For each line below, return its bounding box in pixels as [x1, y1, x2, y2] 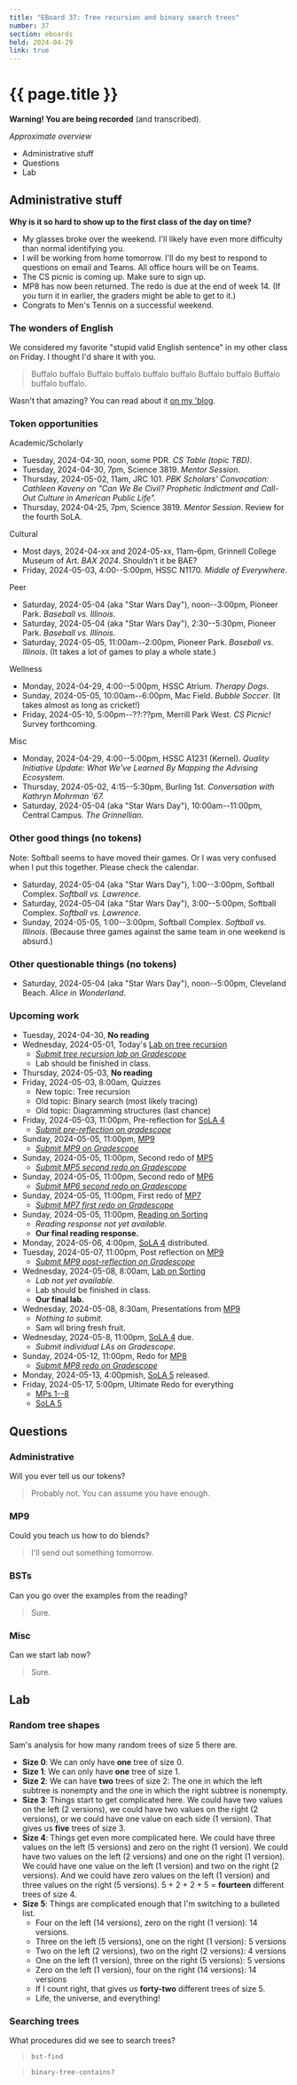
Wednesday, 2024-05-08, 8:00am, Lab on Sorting [21, 1266, 206, 1276]
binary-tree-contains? [30, 2067, 115, 2076]
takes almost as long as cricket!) [21, 699, 140, 711]
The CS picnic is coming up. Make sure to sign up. [21, 271, 207, 282]
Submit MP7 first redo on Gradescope [35, 1200, 175, 1210]
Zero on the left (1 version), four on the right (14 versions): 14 [35, 1964, 257, 1975]
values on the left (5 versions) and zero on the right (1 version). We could [21, 1841, 288, 1852]
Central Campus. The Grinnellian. [21, 810, 145, 820]
